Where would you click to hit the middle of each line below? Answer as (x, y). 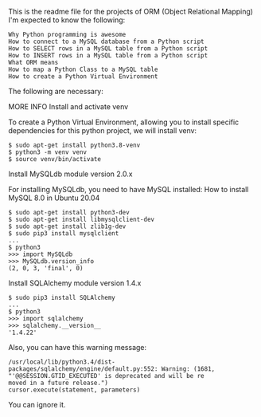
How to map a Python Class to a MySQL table (83, 69)
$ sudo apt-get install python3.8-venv (74, 145)
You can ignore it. (37, 405)
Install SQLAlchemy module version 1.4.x (75, 283)
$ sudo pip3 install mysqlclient (64, 234)
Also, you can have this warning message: (78, 347)
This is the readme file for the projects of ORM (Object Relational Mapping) (130, 12)
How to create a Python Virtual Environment (83, 77)
